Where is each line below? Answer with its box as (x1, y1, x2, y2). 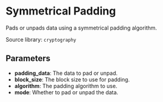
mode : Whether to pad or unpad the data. (14, 89, 118, 96)
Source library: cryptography (5, 36, 77, 43)
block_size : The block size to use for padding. (14, 75, 130, 83)
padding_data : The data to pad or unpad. (14, 69, 118, 77)
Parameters (5, 53, 51, 64)
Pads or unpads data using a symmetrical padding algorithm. (5, 24, 158, 31)
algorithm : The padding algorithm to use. (14, 82, 118, 89)
